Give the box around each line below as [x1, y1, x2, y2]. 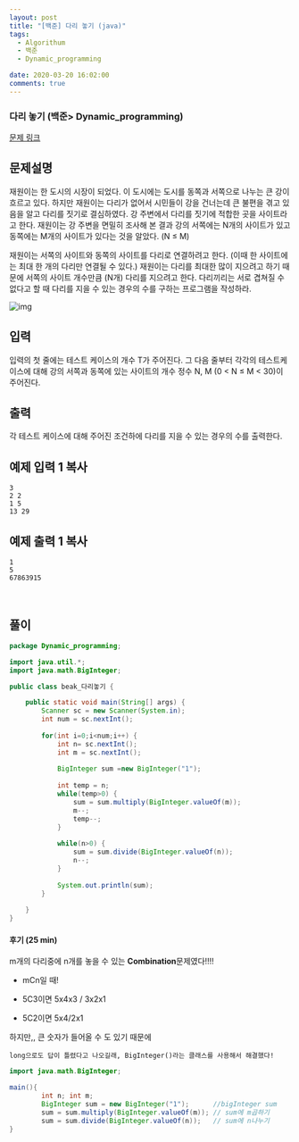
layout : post [9, 13, 58, 22]
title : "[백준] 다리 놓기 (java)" [9, 21, 127, 30]
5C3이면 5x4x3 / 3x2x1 [21, 994, 107, 1004]
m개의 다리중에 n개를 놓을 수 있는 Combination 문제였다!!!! [9, 956, 214, 967]
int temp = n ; [56, 781, 110, 790]
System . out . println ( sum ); [56, 880, 154, 889]
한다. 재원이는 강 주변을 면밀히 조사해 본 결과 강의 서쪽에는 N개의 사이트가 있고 [18, 220, 291, 230]
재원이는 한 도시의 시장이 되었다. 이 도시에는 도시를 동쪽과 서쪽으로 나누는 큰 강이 [9, 186, 290, 196]
